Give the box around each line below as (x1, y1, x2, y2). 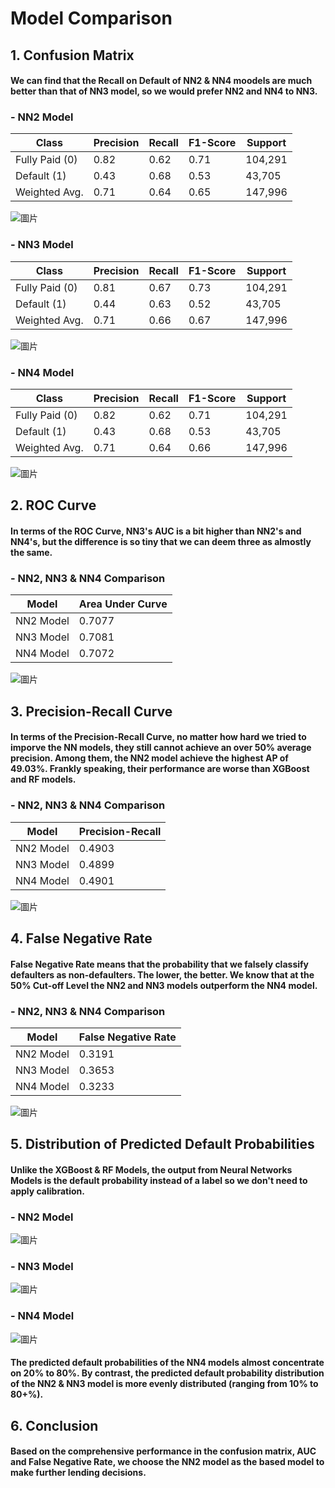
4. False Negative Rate (10, 930, 153, 947)
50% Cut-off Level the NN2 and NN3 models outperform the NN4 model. (10, 979, 318, 991)
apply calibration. (10, 1185, 85, 1197)
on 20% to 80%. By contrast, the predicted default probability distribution (10, 1367, 325, 1379)
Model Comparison (10, 7, 173, 30)
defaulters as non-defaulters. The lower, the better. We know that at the (10, 968, 315, 981)
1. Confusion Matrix (10, 47, 135, 64)
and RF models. (10, 773, 77, 786)
